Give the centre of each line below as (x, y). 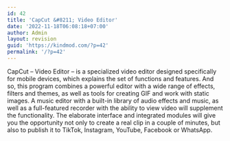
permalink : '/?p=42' (37, 52)
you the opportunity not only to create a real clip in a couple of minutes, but (114, 122)
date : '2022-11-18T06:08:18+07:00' (58, 26)
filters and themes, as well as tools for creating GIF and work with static (108, 93)
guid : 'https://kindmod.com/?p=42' (58, 45)
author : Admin (27, 33)
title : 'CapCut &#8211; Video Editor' (62, 20)
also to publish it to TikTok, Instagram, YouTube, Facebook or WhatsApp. (110, 130)
